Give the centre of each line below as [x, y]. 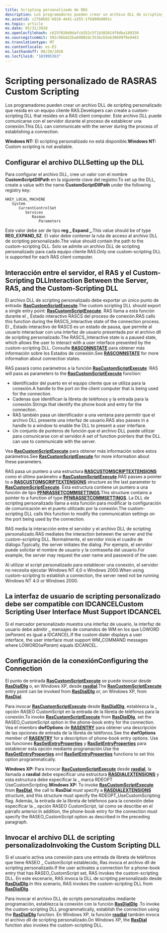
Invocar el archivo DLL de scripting [60, 838]
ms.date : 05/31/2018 [27, 28]
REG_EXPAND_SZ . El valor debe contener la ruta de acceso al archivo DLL [81, 236]
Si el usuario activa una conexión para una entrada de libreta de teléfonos [81, 857]
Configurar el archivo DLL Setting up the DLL [75, 162]
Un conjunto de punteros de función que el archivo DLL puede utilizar [83, 431]
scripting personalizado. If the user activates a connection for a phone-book [83, 868]
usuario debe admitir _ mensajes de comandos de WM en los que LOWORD [82, 629]
